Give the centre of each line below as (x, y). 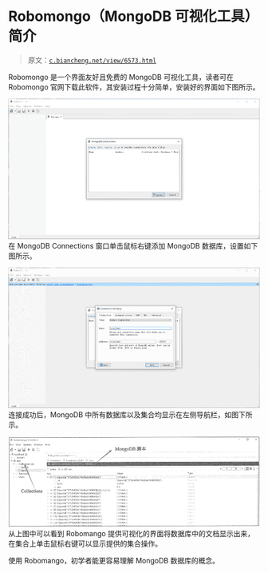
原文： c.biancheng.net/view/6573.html (92, 60)
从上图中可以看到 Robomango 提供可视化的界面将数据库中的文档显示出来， (132, 533)
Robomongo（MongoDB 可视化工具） (134, 16)
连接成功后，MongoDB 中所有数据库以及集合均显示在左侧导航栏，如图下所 (130, 415)
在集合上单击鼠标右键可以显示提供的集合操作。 (85, 543)
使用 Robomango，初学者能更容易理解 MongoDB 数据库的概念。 (114, 560)
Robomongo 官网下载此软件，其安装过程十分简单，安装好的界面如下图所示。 (134, 87)
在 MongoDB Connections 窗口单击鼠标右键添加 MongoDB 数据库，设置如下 (133, 246)
